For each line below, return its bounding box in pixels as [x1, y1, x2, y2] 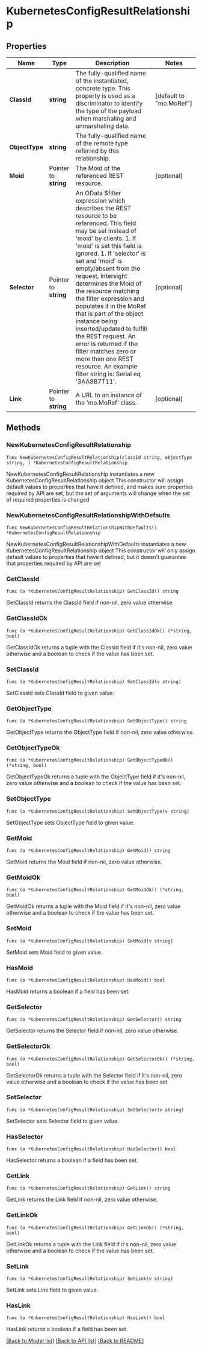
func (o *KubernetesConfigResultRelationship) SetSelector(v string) [6, 1106, 185, 1113]
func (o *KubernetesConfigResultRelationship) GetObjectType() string [6, 718, 187, 724]
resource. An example [75, 362, 138, 370]
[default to [155, 92, 185, 100]
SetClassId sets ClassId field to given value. [6, 689, 114, 696]
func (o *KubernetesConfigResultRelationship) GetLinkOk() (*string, [6, 1225, 185, 1231]
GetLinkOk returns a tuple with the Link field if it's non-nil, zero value [6, 1240, 177, 1247]
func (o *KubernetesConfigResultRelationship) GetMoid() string [6, 848, 171, 854]
